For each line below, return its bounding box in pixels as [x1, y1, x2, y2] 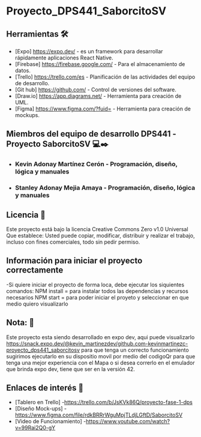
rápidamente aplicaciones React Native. [14, 54, 113, 61]
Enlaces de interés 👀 [6, 383, 84, 393]
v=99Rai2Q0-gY [14, 424, 56, 432]
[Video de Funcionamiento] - [14, 418, 86, 425]
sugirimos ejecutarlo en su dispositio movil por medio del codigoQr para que [6, 352, 196, 360]
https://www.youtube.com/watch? [86, 418, 170, 425]
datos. [14, 67, 31, 74]
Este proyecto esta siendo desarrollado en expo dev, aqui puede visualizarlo [6, 333, 195, 340]
